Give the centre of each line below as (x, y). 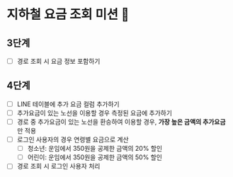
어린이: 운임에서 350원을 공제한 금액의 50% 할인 (95, 157)
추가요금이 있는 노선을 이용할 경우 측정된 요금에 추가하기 (95, 113)
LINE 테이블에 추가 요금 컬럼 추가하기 (68, 104)
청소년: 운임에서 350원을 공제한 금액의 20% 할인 (95, 149)
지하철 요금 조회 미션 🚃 (68, 15)
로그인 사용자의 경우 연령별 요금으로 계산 (73, 139)
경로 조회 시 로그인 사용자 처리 (58, 166)
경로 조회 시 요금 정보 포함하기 (58, 61)
